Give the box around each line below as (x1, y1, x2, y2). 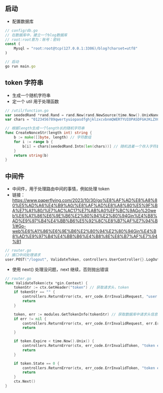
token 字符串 (5, 79, 44, 87)
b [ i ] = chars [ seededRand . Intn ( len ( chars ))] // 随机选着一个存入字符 (22, 144, 157, 149)
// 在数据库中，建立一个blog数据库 (5, 33, 67, 37)
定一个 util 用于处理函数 (12, 98, 59, 104)
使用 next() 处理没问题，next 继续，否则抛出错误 (12, 266, 109, 272)
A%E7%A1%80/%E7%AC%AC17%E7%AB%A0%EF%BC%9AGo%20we (12, 208, 156, 213)
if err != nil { (14, 316, 47, 321)
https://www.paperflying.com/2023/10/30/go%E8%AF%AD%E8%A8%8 (12, 197, 158, 203)
